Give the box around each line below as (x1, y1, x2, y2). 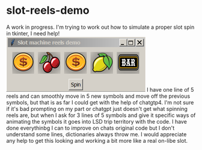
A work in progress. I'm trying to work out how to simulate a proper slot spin (6, 23, 195, 31)
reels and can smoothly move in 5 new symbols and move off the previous (6, 92, 191, 100)
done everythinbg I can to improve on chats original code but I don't (6, 124, 175, 131)
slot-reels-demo (6, 4, 90, 17)
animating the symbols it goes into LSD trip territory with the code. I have (6, 118, 188, 125)
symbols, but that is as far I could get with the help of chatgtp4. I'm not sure (6, 98, 194, 106)
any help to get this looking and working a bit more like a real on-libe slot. (6, 137, 188, 144)
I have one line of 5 (146, 86, 194, 93)
